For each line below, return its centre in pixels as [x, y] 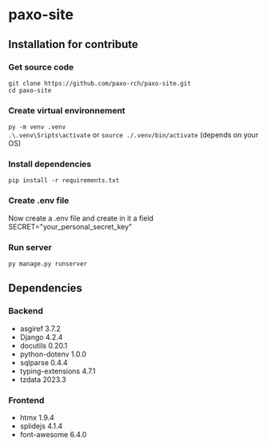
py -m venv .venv [37, 127]
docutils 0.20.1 [44, 345]
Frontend [26, 400]
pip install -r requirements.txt [64, 181]
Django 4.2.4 [41, 336]
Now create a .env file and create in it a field [81, 218]
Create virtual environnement [67, 110]
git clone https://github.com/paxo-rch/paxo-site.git [100, 83]
